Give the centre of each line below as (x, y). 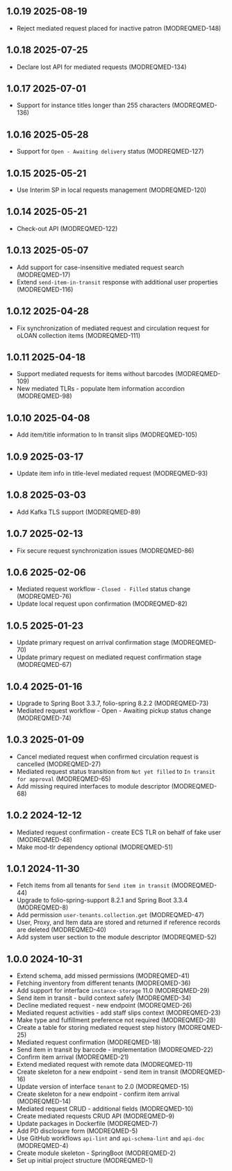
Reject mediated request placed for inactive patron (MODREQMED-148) (119, 28)
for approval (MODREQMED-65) (64, 779)
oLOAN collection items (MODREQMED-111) (78, 335)
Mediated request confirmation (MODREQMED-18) (89, 1042)
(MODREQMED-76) (44, 597)
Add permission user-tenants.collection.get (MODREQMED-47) (110, 915)
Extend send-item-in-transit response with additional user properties (117, 282)
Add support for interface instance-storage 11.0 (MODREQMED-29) (113, 991)
